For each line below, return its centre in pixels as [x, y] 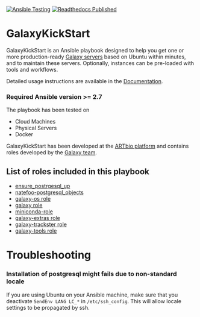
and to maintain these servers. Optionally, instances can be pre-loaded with [100, 63]
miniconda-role [34, 212]
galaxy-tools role [36, 231]
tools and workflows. [32, 69]
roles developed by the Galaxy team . [52, 152]
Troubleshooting [49, 255]
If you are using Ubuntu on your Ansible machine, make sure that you [92, 295]
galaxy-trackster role [41, 224]
